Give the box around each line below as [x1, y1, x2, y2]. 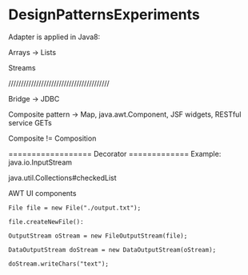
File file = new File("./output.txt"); [8, 204, 142, 212]
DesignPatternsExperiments [8, 6, 200, 24]
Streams [8, 62, 36, 73]
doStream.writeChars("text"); [8, 260, 110, 268]
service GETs [8, 118, 52, 127]
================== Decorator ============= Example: [8, 149, 222, 158]
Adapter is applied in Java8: [8, 32, 101, 42]
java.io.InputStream [8, 157, 73, 167]
